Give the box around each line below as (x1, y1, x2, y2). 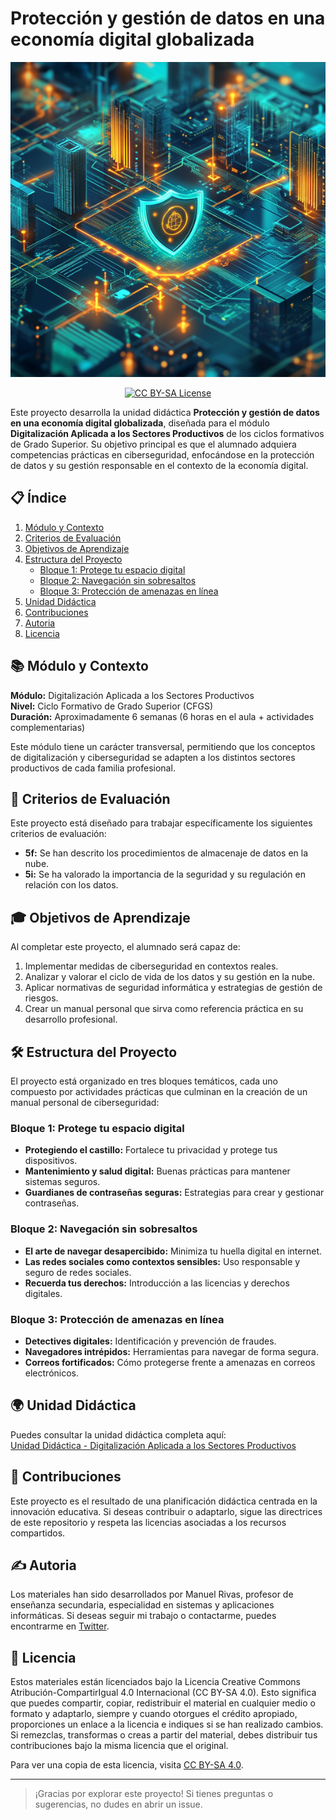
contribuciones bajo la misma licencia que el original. (10, 1740, 229, 1752)
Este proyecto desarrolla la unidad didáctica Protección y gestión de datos (10, 406, 320, 418)
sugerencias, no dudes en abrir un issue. (34, 1798, 203, 1811)
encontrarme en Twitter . (10, 1620, 110, 1632)
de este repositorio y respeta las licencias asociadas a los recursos (10, 1516, 287, 1528)
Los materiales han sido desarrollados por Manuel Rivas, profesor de (10, 1588, 294, 1601)
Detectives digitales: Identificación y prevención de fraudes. (24, 1335, 277, 1347)
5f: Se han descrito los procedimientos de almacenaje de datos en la (24, 847, 309, 859)
